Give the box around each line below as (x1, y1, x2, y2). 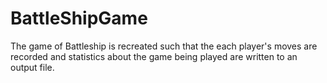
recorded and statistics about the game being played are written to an (10, 50, 298, 62)
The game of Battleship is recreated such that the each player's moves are (10, 40, 318, 52)
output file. (10, 61, 55, 73)
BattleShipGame (10, 7, 148, 30)
